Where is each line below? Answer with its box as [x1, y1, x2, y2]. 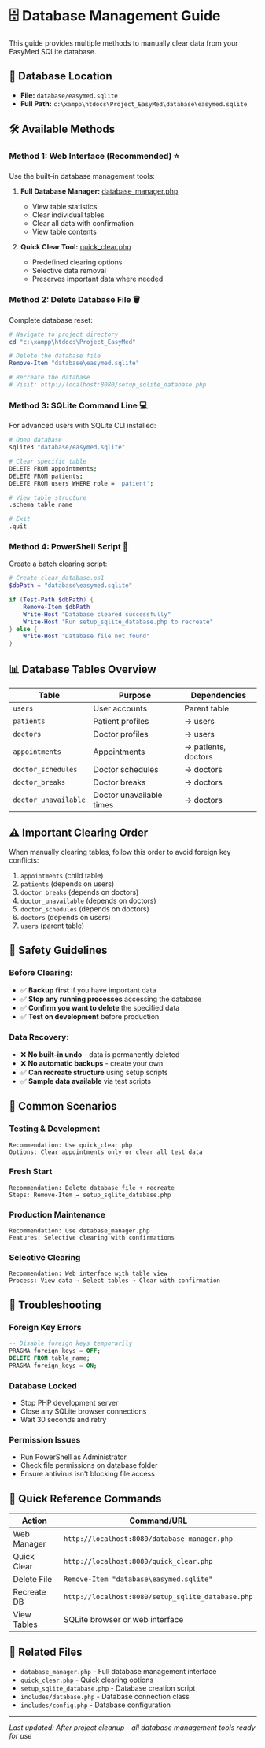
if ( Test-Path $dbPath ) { [9, 596, 94, 604]
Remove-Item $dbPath [23, 603, 90, 611]
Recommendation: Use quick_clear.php [9, 1141, 133, 1149]
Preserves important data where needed [31, 274, 164, 284]
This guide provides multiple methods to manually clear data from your [9, 38, 238, 48]
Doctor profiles [93, 729, 149, 740]
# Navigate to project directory [9, 331, 119, 338]
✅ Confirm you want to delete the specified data [20, 1003, 180, 1012]
